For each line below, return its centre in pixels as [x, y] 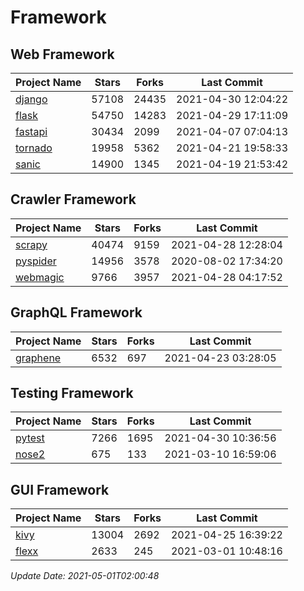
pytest [30, 438]
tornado [34, 148]
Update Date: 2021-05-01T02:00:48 [85, 576]
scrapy [31, 244]
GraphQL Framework [76, 312]
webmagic [40, 277]
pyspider [36, 261]
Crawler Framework [73, 199]
